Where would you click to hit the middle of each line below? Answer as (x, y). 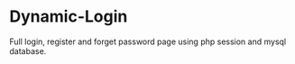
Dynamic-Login (69, 17)
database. (28, 50)
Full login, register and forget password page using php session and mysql (148, 41)
